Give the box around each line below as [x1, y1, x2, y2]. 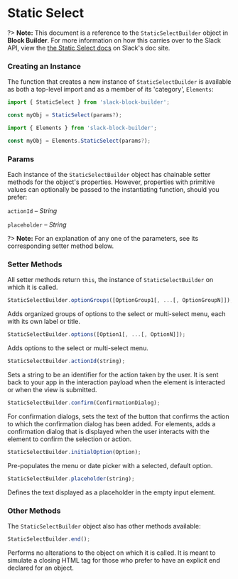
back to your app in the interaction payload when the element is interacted [7, 378, 225, 386]
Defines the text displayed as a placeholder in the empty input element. [7, 488, 216, 497]
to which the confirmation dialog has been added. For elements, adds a [7, 419, 216, 428]
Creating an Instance [7, 61, 82, 71]
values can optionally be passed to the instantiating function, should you [7, 185, 220, 194]
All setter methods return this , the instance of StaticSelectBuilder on [7, 276, 214, 284]
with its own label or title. [7, 318, 80, 326]
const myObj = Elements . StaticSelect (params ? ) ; [7, 137, 151, 144]
